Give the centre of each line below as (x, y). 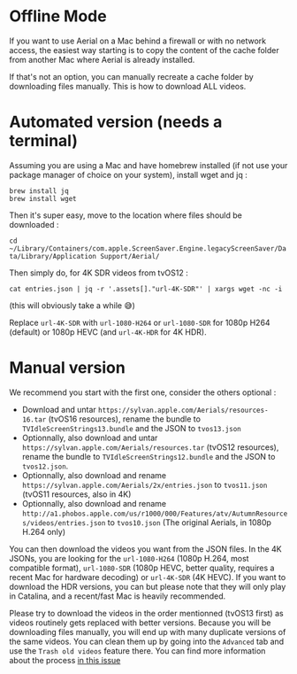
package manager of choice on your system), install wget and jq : (128, 174)
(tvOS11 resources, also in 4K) (76, 494)
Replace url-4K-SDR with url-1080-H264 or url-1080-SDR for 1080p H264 (140, 322)
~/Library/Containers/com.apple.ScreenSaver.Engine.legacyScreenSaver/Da (148, 248)
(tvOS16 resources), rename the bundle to (125, 419)
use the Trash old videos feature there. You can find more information (137, 651)
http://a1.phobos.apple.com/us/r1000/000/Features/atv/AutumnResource (155, 514)
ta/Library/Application (53, 256)
